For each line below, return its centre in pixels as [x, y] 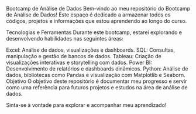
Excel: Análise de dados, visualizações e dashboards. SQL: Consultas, [91, 50]
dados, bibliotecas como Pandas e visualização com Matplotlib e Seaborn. [96, 75]
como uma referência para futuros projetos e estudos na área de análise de [97, 87]
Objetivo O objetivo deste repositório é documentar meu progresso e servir [97, 81]
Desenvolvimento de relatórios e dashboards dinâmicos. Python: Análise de [97, 69]
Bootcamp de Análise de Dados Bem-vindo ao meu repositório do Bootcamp [98, 9]
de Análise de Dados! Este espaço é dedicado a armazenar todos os [88, 15]
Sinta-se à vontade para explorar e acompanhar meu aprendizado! [86, 105]
